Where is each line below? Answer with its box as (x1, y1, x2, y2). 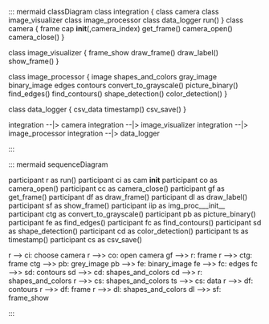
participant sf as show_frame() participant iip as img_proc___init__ (8, 200, 226, 210)
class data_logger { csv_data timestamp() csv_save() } (8, 104, 187, 114)
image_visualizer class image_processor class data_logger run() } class (8, 15, 243, 25)
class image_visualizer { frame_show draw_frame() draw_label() (8, 48, 219, 57)
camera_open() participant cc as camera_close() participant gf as (8, 184, 225, 193)
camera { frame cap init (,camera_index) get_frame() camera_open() (8, 24, 233, 33)
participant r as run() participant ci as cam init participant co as (8, 176, 218, 184)
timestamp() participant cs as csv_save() (8, 235, 143, 244)
